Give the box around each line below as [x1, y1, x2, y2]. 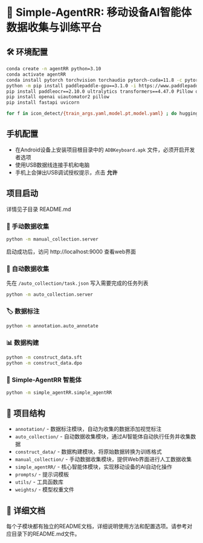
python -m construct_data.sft [6, 355, 83, 361]
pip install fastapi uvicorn [6, 99, 80, 106]
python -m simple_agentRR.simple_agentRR [6, 390, 112, 396]
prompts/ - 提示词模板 [14, 471, 69, 478]
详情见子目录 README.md [6, 205, 71, 213]
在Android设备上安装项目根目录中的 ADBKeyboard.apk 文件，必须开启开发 [14, 146, 195, 153]
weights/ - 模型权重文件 [14, 486, 74, 493]
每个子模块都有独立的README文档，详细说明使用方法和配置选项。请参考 [6, 522, 187, 530]
